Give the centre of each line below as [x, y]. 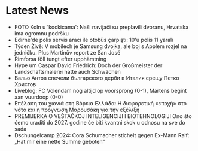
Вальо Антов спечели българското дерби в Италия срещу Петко [97, 78]
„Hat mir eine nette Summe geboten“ [60, 141]
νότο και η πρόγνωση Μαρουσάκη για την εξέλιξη [77, 110]
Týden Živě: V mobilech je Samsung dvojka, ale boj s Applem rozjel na [100, 46]
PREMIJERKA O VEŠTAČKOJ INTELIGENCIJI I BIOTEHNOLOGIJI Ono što [103, 116]
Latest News [37, 10]
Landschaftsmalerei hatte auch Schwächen [67, 71]
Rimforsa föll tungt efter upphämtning [60, 59]
